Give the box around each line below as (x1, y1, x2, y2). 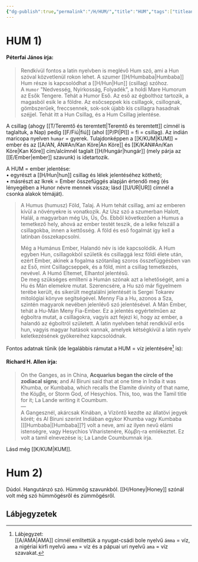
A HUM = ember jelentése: (6, 165, 71, 172)
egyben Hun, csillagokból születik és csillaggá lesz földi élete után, (20, 251, 183, 258)
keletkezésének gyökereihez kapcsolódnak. (20, 332, 127, 339)
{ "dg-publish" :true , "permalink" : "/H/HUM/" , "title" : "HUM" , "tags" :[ (6, 8, 173, 15)
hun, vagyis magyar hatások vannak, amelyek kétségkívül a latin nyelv (20, 326, 191, 334)
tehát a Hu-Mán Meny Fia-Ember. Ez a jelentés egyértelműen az (20, 308, 176, 315)
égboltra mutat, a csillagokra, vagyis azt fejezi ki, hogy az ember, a (20, 313, 183, 321)
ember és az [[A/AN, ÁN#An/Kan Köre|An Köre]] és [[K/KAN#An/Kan (6, 141, 173, 148)
